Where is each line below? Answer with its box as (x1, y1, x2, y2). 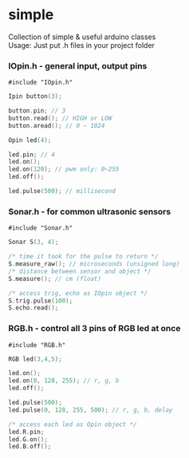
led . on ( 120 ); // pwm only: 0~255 (8, 165, 120, 173)
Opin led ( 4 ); (8, 136, 52, 144)
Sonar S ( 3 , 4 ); (8, 238, 59, 247)
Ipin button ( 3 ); (8, 93, 62, 101)
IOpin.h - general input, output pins (8, 60, 148, 71)
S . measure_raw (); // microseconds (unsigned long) (8, 260, 180, 268)
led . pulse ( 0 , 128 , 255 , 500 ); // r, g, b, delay (8, 405, 173, 414)
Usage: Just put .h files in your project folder (8, 40, 156, 49)
